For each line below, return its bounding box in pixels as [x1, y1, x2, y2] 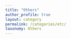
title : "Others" [5, 7, 39, 13]
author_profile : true [5, 12, 51, 17]
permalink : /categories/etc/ [5, 21, 66, 27]
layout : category [5, 17, 42, 22]
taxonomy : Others [5, 26, 42, 31]
